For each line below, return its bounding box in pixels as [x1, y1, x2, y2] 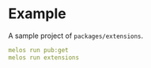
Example [8, 5, 66, 23]
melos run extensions [8, 53, 80, 62]
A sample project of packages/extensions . [8, 31, 144, 40]
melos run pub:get [8, 46, 69, 54]
